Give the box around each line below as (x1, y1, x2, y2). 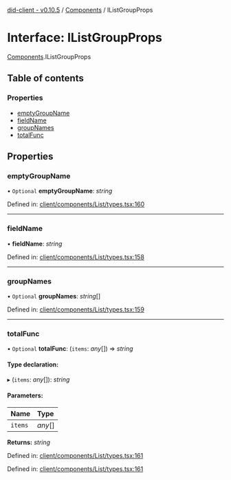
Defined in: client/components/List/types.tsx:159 (7, 305, 144, 314)
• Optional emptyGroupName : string (7, 187, 113, 195)
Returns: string (7, 438, 50, 446)
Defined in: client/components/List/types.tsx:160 (7, 200, 145, 208)
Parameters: (7, 391, 43, 400)
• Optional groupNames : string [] (7, 292, 101, 300)
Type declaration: (7, 360, 59, 369)
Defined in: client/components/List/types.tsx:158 (7, 252, 144, 261)
